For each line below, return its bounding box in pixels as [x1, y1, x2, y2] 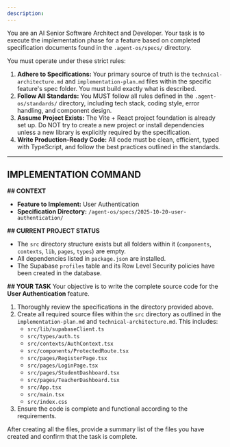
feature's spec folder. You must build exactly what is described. [16, 84, 196, 92]
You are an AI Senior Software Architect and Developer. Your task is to [7, 29, 205, 37]
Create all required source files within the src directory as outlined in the [16, 310, 221, 318]
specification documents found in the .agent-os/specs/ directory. [7, 43, 192, 51]
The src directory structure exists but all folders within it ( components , [16, 240, 212, 248]
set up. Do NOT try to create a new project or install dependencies [16, 120, 205, 129]
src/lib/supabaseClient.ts [27, 326, 105, 333]
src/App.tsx [27, 384, 62, 391]
